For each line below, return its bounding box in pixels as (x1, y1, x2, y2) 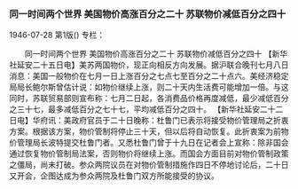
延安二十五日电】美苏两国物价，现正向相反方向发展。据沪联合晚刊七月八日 (16, 59, 289, 70)
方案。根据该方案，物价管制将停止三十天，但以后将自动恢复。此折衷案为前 (9, 126, 281, 137)
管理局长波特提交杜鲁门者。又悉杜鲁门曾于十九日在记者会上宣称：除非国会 (16, 138, 289, 148)
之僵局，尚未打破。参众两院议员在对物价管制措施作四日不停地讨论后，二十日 (9, 160, 289, 170)
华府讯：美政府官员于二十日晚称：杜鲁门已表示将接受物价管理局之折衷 (32, 115, 289, 126)
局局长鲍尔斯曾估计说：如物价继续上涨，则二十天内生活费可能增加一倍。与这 (9, 82, 289, 92)
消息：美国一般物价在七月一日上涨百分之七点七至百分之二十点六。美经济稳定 (9, 71, 289, 82)
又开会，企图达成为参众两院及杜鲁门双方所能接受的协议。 (9, 170, 219, 181)
